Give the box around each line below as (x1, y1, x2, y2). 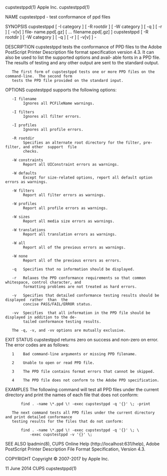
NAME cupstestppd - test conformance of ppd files (5, 14, 111, 19)
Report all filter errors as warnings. (23, 193, 106, 198)
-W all (11, 240, 26, 245)
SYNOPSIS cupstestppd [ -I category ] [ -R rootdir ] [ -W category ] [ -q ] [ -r (5, 23, 163, 29)
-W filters (11, 188, 35, 193)
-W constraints (11, 158, 43, 163)
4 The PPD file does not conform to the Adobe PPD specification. (11, 378, 160, 383)
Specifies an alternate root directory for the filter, (23, 140, 142, 145)
